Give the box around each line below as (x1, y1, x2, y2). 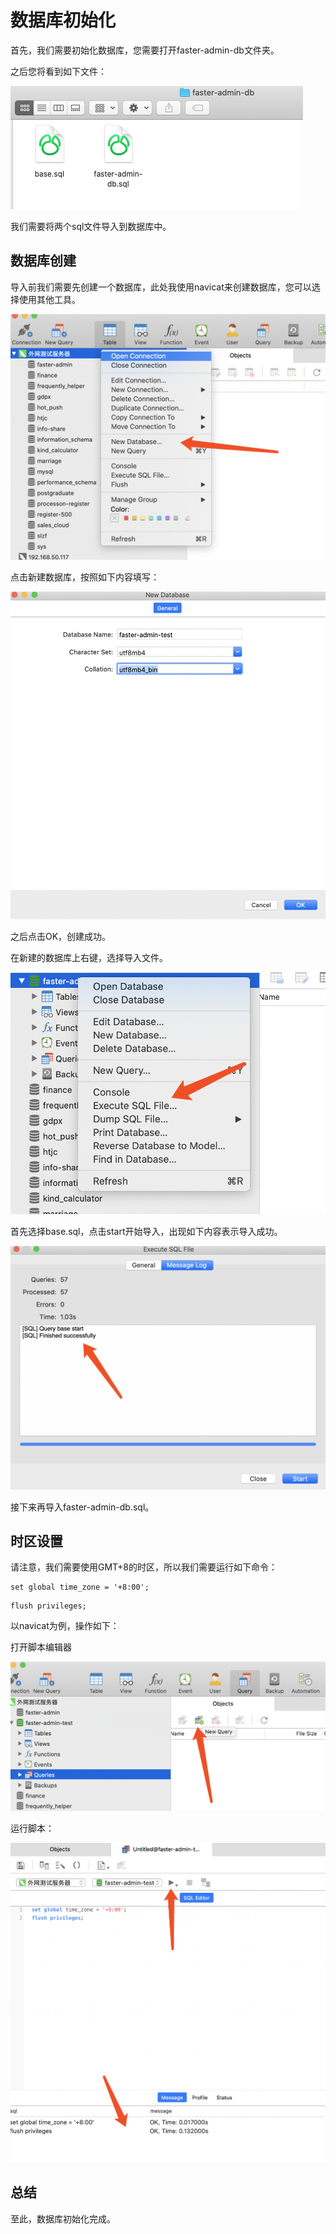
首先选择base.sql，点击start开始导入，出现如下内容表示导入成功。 (10, 1225, 283, 1237)
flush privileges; (10, 1601, 87, 1611)
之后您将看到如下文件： (10, 65, 107, 77)
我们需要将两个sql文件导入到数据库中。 (10, 220, 172, 232)
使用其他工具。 (18, 293, 81, 305)
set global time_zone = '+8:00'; (10, 1582, 150, 1593)
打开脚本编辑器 (10, 1641, 72, 1653)
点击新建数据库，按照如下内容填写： (10, 571, 160, 583)
